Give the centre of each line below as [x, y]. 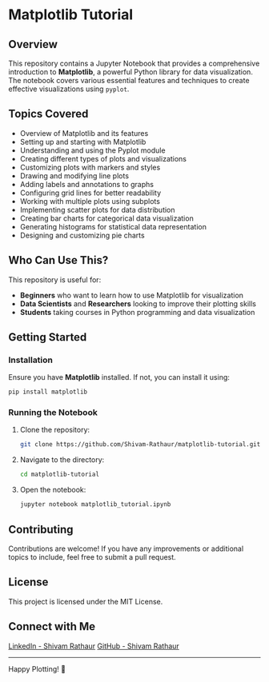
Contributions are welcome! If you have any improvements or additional [126, 548]
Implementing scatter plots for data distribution [97, 209]
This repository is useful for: [55, 279]
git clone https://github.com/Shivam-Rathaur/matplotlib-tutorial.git [140, 445]
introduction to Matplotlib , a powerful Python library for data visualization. [131, 72]
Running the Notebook [53, 413]
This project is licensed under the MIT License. [86, 601]
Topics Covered [48, 114]
